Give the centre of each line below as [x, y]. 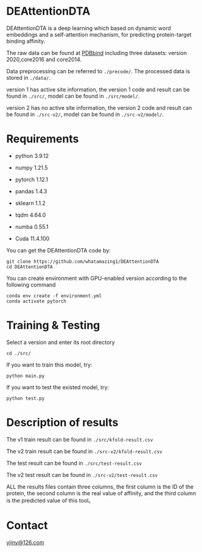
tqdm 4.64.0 [30, 215]
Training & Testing [53, 325]
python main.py [26, 376]
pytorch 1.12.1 [32, 179]
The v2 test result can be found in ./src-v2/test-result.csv [82, 475]
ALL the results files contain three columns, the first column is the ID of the [100, 487]
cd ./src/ [19, 353]
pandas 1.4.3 [31, 191]
